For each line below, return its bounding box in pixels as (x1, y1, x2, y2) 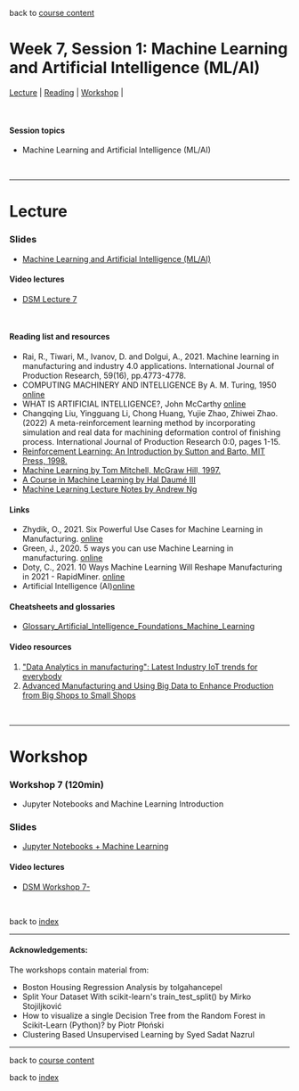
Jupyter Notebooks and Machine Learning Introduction (21, 799, 224, 809)
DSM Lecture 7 (21, 293, 77, 304)
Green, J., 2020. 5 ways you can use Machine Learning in (21, 543, 234, 554)
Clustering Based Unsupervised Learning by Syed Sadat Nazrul (21, 1029, 255, 1039)
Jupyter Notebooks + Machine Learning (21, 841, 169, 852)
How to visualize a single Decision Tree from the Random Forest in (21, 1010, 266, 1021)
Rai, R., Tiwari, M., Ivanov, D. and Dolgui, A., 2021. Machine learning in (21, 351, 279, 362)
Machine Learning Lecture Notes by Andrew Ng (21, 484, 198, 495)
